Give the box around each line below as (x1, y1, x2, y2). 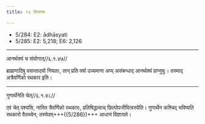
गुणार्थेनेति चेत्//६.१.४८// (6, 92, 56, 99)
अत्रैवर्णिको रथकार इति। (6, 74, 53, 81)
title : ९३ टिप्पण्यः (6, 9, 46, 15)
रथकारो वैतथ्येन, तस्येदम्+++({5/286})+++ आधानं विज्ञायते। (6, 111, 132, 118)
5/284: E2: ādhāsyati (15, 31, 68, 38)
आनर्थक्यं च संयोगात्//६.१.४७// (6, 55, 68, 62)
